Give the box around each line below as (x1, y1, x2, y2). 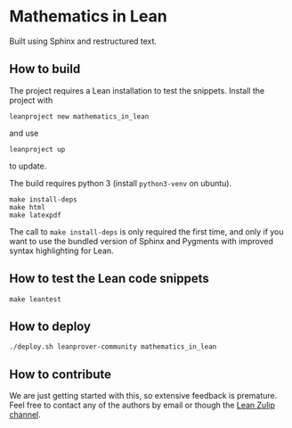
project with (9, 95, 53, 105)
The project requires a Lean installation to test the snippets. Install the (9, 85, 265, 95)
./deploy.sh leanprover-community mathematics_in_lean (9, 342, 217, 351)
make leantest (9, 294, 62, 304)
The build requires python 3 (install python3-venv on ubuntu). (9, 177, 232, 188)
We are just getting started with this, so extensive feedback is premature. (9, 391, 278, 401)
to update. (9, 160, 47, 171)
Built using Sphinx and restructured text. (9, 36, 158, 46)
